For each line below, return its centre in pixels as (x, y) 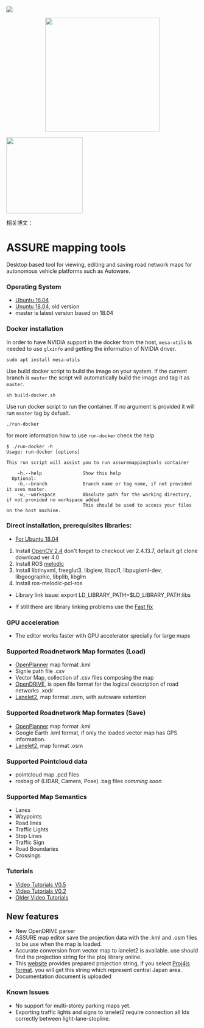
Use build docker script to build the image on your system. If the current (97, 371)
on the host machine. (34, 510)
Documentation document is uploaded (63, 976)
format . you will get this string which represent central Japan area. (99, 970)
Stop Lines (29, 836)
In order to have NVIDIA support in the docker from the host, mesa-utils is (99, 342)
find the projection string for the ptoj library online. (78, 957)
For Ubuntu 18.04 (37, 539)
